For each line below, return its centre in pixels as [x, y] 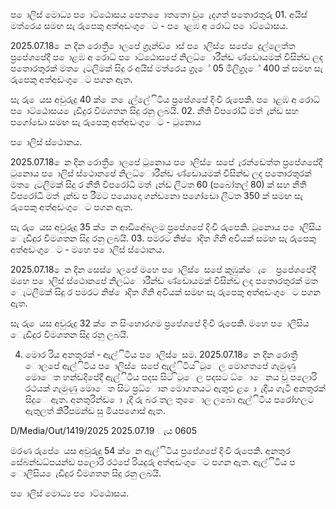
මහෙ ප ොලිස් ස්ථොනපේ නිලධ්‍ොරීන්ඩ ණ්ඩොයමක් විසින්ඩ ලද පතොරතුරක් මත [164, 280]
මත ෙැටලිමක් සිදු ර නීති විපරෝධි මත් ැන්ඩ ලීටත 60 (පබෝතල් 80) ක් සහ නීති [158, 184]
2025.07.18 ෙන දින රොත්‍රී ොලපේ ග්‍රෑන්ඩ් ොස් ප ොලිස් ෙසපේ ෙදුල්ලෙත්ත [153, 45]
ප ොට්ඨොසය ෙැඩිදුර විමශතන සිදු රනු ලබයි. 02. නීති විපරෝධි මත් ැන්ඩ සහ [154, 110]
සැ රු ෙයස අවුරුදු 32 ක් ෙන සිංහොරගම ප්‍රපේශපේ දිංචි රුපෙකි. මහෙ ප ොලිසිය [160, 323]
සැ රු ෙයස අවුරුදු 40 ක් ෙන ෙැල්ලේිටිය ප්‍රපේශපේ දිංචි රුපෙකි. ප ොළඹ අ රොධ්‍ [165, 99]
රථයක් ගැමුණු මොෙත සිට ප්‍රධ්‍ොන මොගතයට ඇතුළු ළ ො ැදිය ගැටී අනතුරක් [175, 388]
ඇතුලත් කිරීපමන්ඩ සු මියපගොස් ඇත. [95, 410]
